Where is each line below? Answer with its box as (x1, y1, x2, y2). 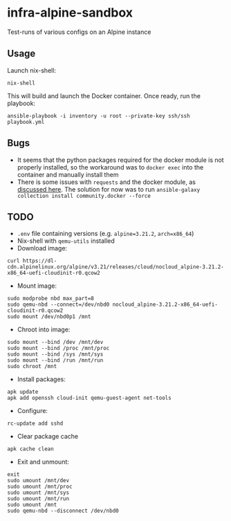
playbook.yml (7, 118, 45, 125)
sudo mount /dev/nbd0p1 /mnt (7, 313, 91, 320)
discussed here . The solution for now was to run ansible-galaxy (17, 185, 201, 193)
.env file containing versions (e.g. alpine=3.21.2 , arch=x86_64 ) (17, 230, 194, 238)
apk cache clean (7, 446, 54, 453)
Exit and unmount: (17, 458, 69, 466)
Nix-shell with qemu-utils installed (17, 237, 115, 245)
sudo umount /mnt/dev (7, 477, 70, 484)
